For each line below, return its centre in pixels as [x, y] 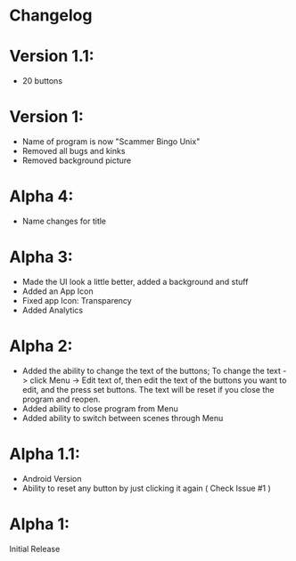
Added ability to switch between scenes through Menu [123, 418]
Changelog [51, 16]
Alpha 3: [41, 257]
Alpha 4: [41, 196]
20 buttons [42, 81]
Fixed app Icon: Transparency [77, 300]
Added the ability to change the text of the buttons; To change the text [151, 370]
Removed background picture [77, 160]
